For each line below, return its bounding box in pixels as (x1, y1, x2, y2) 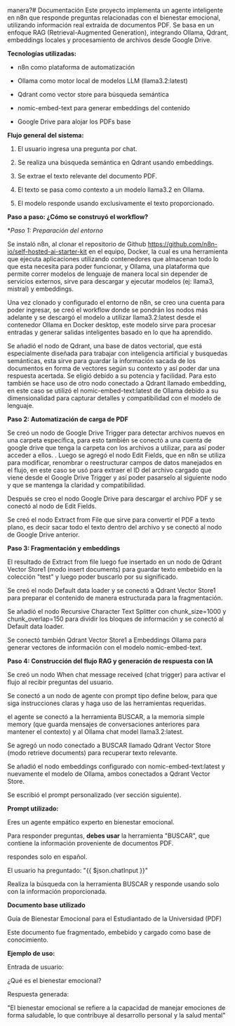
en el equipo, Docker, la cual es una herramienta (88, 247, 228, 256)
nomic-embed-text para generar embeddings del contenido (17, 104, 191, 112)
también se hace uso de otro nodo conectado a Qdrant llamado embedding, (7, 379, 227, 387)
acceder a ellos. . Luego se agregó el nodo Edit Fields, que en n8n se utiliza (7, 451, 226, 459)
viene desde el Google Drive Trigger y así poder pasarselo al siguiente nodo (7, 473, 227, 482)
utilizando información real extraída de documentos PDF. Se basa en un (7, 21, 215, 29)
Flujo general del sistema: (7, 131, 84, 139)
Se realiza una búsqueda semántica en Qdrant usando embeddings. (17, 158, 214, 166)
